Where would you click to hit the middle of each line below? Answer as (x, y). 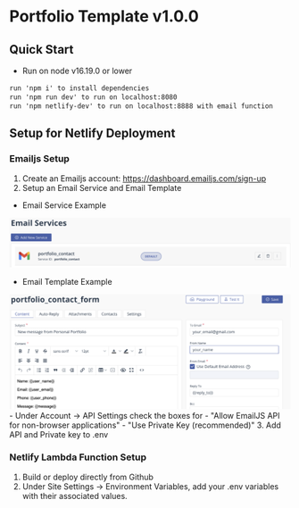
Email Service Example (64, 205)
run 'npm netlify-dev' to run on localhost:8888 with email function (141, 106)
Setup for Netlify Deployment (92, 133)
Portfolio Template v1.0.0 (104, 17)
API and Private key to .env (59, 434)
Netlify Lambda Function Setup (78, 457)
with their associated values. (75, 496)
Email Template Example (67, 282)
